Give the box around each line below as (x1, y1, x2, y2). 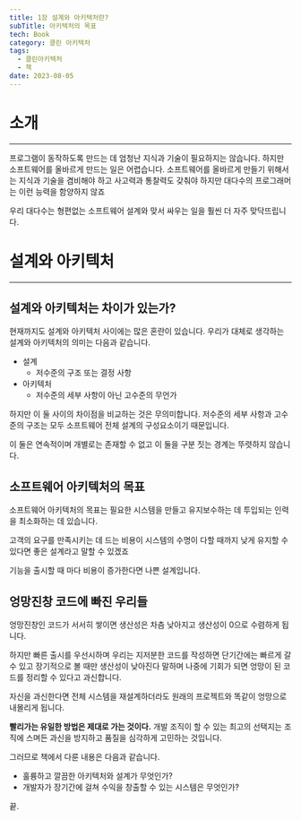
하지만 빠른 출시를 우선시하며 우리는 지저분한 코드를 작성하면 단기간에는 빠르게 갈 (9, 650, 292, 660)
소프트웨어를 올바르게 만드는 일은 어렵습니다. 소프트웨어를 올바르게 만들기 (9, 163, 266, 175)
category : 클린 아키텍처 (9, 38, 91, 47)
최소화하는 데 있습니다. (18, 516, 99, 527)
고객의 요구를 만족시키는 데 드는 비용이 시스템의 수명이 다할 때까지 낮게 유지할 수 (9, 535, 289, 546)
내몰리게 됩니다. (9, 703, 65, 713)
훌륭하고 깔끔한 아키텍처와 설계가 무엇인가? (21, 771, 173, 781)
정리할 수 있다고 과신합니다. (25, 672, 123, 683)
